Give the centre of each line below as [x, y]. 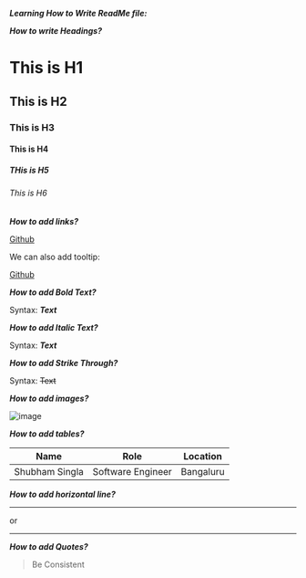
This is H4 [29, 149]
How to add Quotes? [49, 546]
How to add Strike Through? [64, 363]
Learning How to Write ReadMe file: [78, 13]
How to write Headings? [56, 31]
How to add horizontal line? [63, 494]
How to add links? [44, 221]
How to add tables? [47, 434]
